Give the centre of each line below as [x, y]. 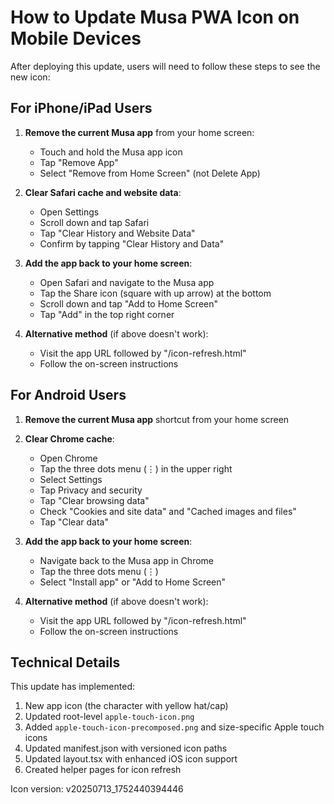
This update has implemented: [73, 687]
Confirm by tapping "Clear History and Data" [132, 243]
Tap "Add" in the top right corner [107, 314]
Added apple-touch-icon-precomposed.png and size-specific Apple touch [174, 727]
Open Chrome [68, 458]
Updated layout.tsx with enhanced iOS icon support [131, 759]
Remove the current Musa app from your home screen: [139, 132]
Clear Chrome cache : [69, 438]
